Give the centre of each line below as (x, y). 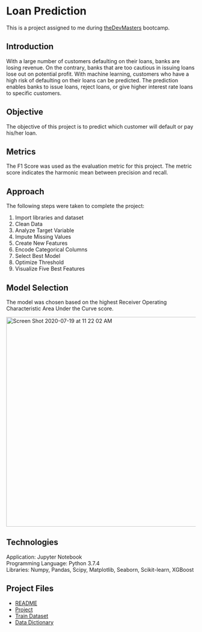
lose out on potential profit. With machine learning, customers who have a (98, 74)
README (26, 603)
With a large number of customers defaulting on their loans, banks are (93, 61)
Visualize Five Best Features (50, 269)
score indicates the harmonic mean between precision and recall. (87, 173)
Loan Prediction (47, 11)
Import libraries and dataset (49, 218)
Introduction (30, 47)
